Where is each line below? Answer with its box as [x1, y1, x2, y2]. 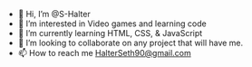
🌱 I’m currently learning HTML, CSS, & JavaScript [17, 28, 203, 38]
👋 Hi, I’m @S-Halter [17, 9, 91, 19]
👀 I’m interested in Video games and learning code [17, 18, 207, 29]
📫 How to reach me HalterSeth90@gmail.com [17, 48, 192, 58]
